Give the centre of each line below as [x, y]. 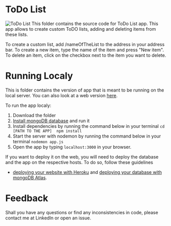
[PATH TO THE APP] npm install [47, 131]
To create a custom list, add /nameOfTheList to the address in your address [85, 44]
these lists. [17, 34]
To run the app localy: [28, 105]
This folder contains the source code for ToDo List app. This [95, 24]
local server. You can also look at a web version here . [61, 95]
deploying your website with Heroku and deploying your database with [87, 172]
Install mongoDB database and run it [51, 121]
